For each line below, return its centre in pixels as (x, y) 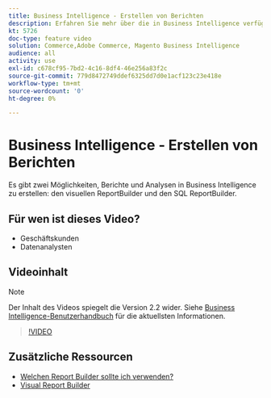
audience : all (32, 53)
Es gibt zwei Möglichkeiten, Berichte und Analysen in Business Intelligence (132, 185)
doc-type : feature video (50, 38)
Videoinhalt (38, 272)
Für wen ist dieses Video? (74, 219)
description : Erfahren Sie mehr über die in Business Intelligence (124, 23)
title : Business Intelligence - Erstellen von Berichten (106, 16)
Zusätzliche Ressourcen (71, 357)
